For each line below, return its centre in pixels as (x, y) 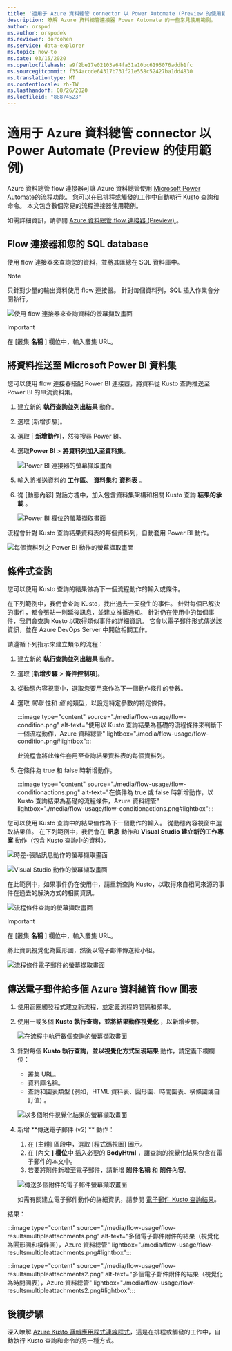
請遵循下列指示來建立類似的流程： (56, 644)
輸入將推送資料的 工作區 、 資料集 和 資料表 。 (81, 480)
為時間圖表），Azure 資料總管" (50, 1283)
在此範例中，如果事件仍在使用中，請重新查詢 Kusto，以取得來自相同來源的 (113, 884)
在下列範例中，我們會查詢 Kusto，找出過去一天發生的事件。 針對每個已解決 (114, 604)
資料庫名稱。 (46, 1083)
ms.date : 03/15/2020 (37, 59)
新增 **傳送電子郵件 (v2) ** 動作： (66, 1129)
